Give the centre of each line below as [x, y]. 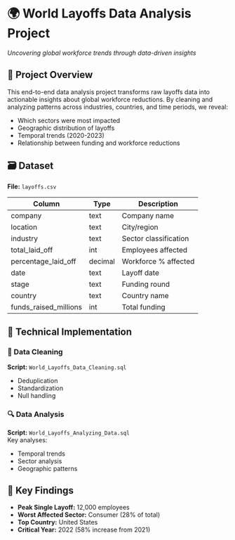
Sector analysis [40, 461]
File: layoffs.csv [32, 186]
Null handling [36, 396]
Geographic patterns [47, 468]
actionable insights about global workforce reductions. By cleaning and [110, 99]
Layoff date [141, 273]
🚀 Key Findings [40, 490]
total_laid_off [32, 250]
